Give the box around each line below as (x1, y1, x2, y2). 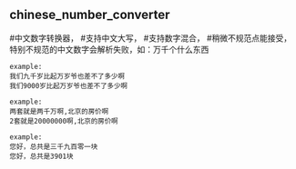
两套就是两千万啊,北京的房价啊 (9, 106, 109, 116)
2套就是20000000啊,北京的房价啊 (9, 116, 118, 125)
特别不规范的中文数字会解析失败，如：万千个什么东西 (9, 44, 209, 55)
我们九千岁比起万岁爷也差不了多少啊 (9, 72, 126, 81)
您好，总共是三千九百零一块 (9, 142, 98, 151)
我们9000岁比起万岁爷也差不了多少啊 (9, 81, 128, 90)
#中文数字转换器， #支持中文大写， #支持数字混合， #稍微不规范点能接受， (9, 32, 292, 44)
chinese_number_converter (9, 7, 170, 23)
